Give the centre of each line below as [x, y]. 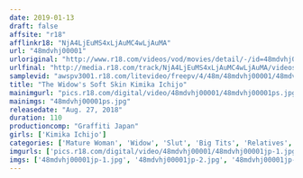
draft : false [34, 26]
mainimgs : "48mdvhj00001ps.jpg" [70, 101]
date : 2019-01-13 [42, 18]
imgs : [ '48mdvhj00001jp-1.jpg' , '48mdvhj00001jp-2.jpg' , [119, 160]
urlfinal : [28, 68]
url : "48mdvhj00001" [48, 51]
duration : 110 [36, 118]
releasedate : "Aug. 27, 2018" [66, 110]
